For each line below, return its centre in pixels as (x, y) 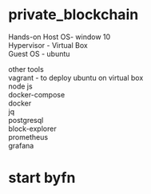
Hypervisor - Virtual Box (48, 45)
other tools (26, 69)
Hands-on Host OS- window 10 (60, 37)
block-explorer (33, 129)
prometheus (28, 137)
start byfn (42, 178)
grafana (21, 145)
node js (21, 86)
